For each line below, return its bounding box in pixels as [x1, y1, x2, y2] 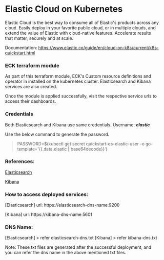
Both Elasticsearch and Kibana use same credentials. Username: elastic [5, 121, 150, 128]
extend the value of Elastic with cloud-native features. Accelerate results [5, 30, 151, 36]
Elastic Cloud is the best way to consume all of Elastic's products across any [5, 20, 159, 25]
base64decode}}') [70, 146, 108, 152]
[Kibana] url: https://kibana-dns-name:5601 [5, 212, 93, 217]
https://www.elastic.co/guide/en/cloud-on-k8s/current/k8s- [38, 45, 159, 50]
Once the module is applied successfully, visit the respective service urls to [5, 93, 157, 99]
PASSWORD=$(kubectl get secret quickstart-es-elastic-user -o [17, 141, 145, 146]
